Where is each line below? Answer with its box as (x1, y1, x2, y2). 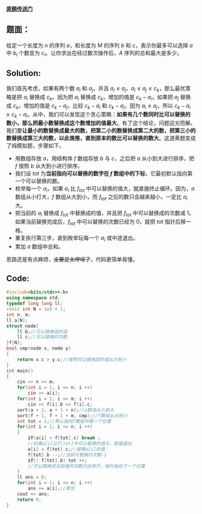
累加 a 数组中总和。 (14, 243, 64, 250)
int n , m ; (6, 312, 31, 318)
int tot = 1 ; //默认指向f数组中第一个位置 (17, 418, 111, 424)
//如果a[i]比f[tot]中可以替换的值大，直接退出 (28, 440, 132, 447)
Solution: (6, 68, 41, 78)
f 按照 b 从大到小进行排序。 (14, 162, 83, 169)
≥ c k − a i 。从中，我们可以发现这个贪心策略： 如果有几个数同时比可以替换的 (6, 110, 191, 119)
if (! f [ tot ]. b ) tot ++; (28, 457, 87, 463)
